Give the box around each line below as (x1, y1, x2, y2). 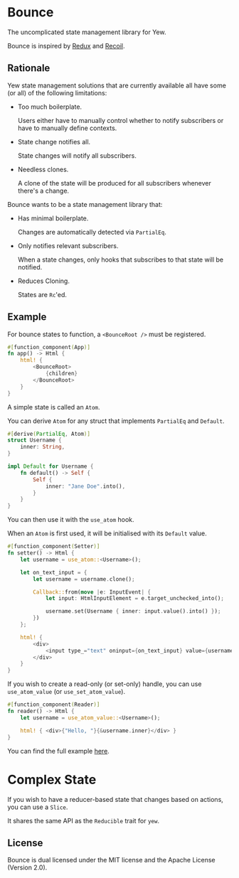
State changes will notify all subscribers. (17, 151, 137, 160)
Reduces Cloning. (17, 277, 70, 285)
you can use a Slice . (7, 803, 68, 811)
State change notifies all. (17, 137, 91, 146)
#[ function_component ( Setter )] (7, 543, 100, 550)
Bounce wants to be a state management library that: (7, 200, 163, 208)
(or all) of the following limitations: (7, 88, 107, 97)
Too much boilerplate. (17, 102, 83, 111)
